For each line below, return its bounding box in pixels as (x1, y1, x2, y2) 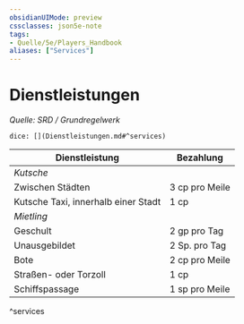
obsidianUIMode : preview (9, 13, 102, 22)
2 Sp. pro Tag (169, 239, 227, 252)
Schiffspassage (13, 283, 79, 295)
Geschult (13, 225, 52, 237)
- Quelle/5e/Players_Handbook (9, 38, 123, 47)
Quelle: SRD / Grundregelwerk (9, 115, 121, 125)
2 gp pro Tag (169, 225, 224, 237)
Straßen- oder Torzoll (13, 269, 106, 281)
